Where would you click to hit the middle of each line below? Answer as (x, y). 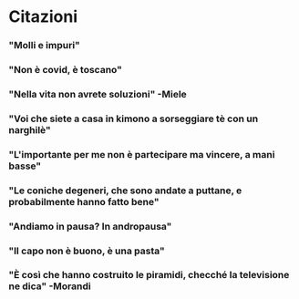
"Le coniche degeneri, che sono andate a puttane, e (125, 191)
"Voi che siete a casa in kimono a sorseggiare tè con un (134, 119)
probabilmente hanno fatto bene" (84, 201)
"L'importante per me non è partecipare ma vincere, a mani (142, 154)
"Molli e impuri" (45, 46)
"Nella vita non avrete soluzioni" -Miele (98, 94)
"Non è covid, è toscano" (65, 70)
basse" (25, 166)
